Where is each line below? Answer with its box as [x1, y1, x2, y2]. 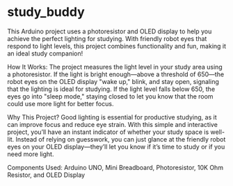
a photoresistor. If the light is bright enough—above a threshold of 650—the [7, 70, 225, 78]
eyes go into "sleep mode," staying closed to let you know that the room [7, 92, 214, 101]
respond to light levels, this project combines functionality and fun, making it [7, 42, 227, 50]
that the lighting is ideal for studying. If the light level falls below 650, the [7, 85, 216, 93]
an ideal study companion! [7, 49, 83, 58]
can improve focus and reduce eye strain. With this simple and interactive [7, 120, 218, 128]
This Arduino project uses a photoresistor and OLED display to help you [7, 27, 212, 35]
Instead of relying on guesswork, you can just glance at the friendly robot [15, 135, 226, 143]
